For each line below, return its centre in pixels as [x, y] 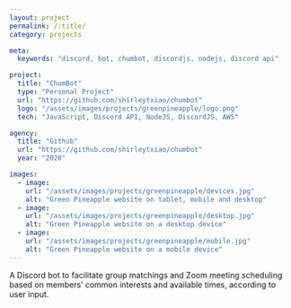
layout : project [40, 18]
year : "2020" [42, 158]
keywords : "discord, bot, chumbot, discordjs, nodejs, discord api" [148, 59]
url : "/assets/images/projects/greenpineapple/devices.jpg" [140, 191]
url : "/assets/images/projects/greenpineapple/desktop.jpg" [140, 216]
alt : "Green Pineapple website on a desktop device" [126, 224]
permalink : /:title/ [48, 26]
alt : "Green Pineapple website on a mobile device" [124, 249]
